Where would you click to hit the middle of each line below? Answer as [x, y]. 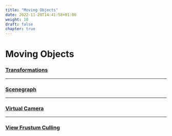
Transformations [27, 70]
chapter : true [20, 29]
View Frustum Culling [33, 128]
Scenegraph [21, 89]
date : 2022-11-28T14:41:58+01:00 [41, 15]
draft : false [19, 24]
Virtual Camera [25, 108]
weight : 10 [17, 19]
